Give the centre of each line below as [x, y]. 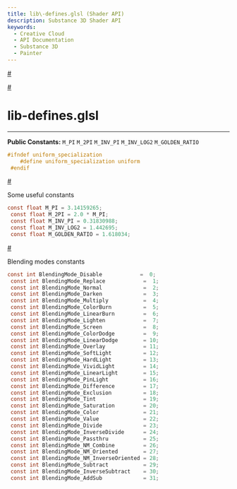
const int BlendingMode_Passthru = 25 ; [85, 439]
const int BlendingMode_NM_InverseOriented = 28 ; [85, 459]
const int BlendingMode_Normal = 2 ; [85, 288]
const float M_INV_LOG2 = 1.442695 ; [64, 228]
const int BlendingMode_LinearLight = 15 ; [85, 373]
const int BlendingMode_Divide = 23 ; [85, 425]
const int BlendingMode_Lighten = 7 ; [85, 320]
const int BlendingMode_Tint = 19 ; [85, 399]
